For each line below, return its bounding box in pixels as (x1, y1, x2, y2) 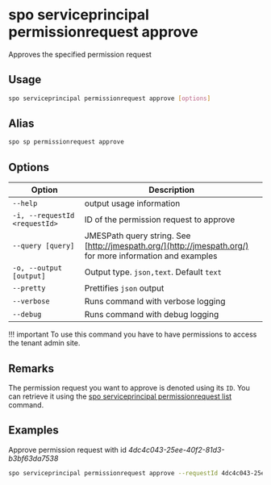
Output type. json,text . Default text (84, 266, 222, 278)
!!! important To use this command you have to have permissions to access (8, 329, 257, 340)
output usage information (84, 198, 181, 209)
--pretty (12, 284, 46, 293)
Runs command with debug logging (84, 309, 219, 320)
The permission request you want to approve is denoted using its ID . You (8, 383, 250, 392)
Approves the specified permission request (8, 49, 152, 59)
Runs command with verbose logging (84, 296, 226, 307)
